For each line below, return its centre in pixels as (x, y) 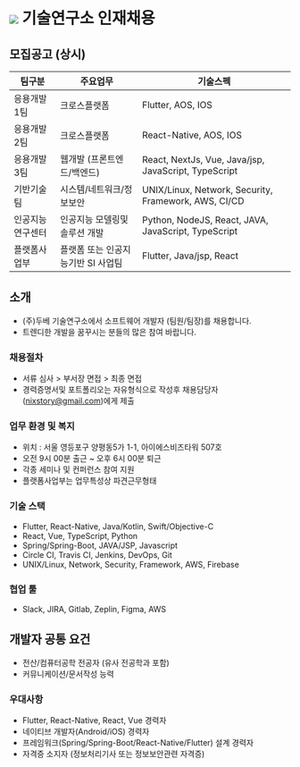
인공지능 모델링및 (95, 219)
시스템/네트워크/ (92, 189)
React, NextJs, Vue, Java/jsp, (204, 160)
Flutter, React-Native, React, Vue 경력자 (94, 721)
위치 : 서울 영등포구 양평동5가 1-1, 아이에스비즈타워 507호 (122, 447)
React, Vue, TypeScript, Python (80, 535)
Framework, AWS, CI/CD (193, 201)
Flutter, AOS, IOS (177, 105)
